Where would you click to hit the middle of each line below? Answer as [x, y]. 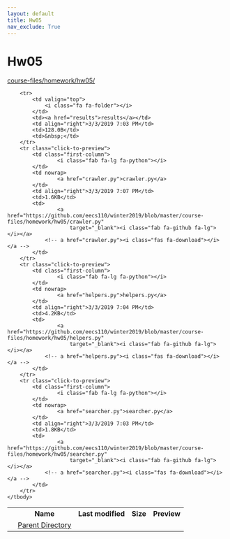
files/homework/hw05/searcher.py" [58, 454]
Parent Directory [45, 525]
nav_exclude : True [34, 27]
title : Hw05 [24, 20]
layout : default [31, 14]
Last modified [101, 514]
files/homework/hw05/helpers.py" [56, 338]
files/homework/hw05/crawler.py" [56, 222]
